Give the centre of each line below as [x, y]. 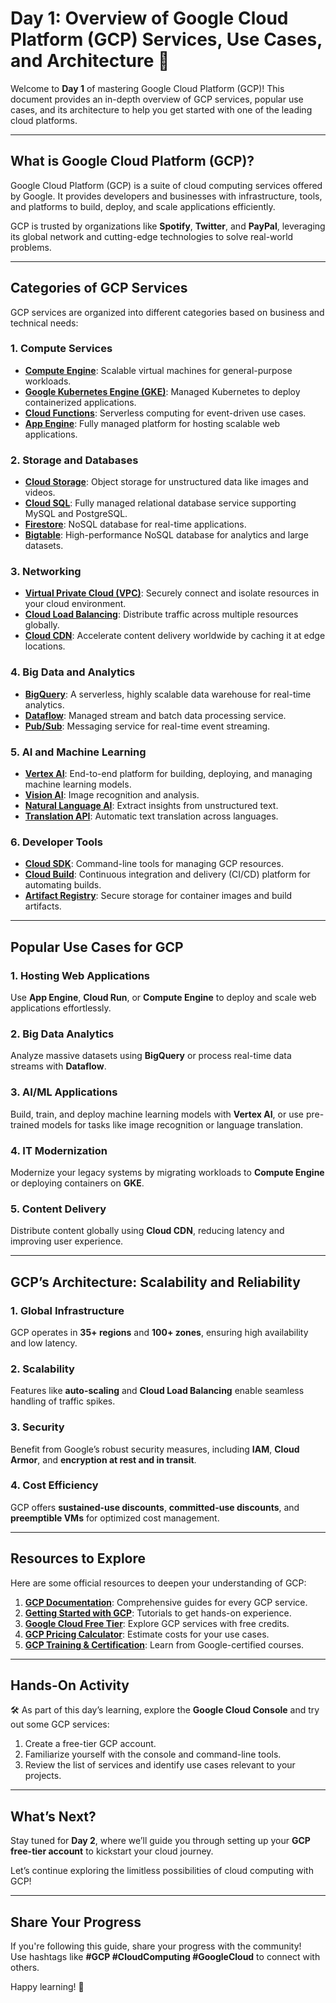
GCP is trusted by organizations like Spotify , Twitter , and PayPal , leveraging [168, 226]
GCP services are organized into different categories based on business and [167, 312]
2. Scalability [42, 1369]
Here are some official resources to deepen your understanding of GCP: [158, 1583]
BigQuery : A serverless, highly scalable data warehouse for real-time [168, 694]
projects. [43, 1776]
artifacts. [43, 906]
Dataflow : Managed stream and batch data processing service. [155, 715]
